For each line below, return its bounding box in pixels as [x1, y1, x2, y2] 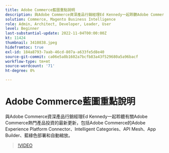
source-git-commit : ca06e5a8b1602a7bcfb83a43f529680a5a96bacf [5, 54, 138, 59]
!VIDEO [17, 142, 33, 148]
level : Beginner [5, 26, 39, 31]
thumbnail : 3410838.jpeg [5, 40, 57, 45]
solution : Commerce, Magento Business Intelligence [5, 17, 116, 22]
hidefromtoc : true [5, 45, 44, 50]
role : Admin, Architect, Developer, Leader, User [5, 21, 112, 27]
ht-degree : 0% [5, 68, 35, 73]
